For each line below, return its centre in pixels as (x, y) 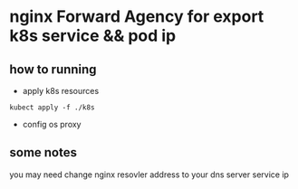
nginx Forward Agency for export (137, 17)
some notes (43, 152)
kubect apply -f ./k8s (52, 108)
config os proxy (52, 124)
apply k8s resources (61, 91)
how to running (53, 69)
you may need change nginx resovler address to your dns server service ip (149, 175)
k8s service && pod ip (93, 36)
